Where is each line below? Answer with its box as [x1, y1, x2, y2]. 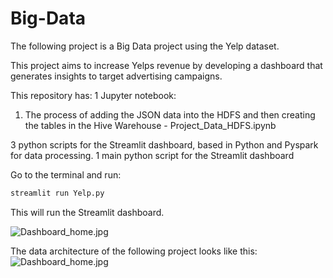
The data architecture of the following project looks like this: [10, 245, 258, 257]
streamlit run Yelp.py [10, 188, 105, 198]
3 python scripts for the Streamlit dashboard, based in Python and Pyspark [10, 138, 319, 151]
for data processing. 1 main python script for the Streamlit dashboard [10, 149, 295, 161]
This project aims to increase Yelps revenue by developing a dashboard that [10, 59, 323, 71]
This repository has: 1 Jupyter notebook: [10, 89, 177, 101]
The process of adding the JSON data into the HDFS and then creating [24, 108, 316, 121]
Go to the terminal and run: [10, 168, 122, 181]
